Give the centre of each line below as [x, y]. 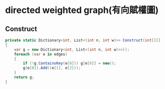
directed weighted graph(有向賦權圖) [82, 10]
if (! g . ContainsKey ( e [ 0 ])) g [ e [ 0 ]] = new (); [70, 63]
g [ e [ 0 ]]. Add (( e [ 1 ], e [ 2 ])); [52, 68]
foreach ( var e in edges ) [41, 54]
